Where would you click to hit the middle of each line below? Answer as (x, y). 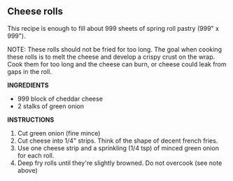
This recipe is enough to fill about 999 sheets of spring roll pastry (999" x (113, 28)
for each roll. (36, 155)
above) (28, 170)
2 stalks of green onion (50, 106)
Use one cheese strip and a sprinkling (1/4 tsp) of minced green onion (118, 148)
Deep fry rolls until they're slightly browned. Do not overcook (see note (120, 163)
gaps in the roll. (30, 71)
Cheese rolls (35, 12)
